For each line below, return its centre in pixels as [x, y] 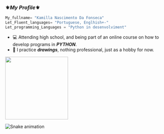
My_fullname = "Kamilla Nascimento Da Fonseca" [55, 18]
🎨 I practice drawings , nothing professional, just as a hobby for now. [83, 50]
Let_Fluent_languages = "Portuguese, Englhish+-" [57, 23]
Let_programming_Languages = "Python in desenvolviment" [66, 27]
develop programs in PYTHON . [44, 44]
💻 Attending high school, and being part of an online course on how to [86, 37]
